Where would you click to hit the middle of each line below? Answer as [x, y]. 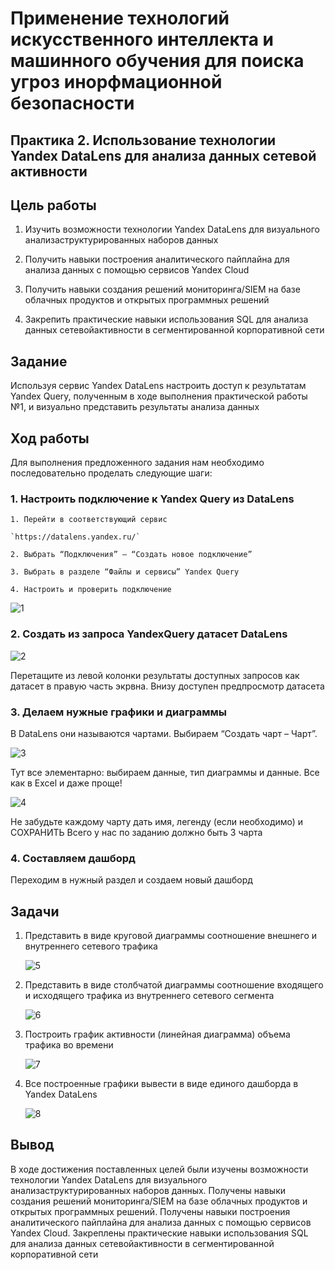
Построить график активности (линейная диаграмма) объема [157, 1034]
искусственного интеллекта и [142, 39]
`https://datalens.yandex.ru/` [75, 537]
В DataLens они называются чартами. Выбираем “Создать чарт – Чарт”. [164, 733]
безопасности [72, 103]
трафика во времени [69, 1045]
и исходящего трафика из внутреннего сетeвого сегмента [149, 996]
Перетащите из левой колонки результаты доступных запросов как [155, 675]
